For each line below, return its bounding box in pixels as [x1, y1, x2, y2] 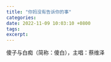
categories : [6, 15, 36, 21]
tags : [6, 26, 20, 32]
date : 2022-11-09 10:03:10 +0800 [6, 20, 91, 26]
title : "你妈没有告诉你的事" [6, 9, 72, 15]
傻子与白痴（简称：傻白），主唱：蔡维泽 [6, 49, 105, 57]
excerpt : [6, 32, 29, 38]
